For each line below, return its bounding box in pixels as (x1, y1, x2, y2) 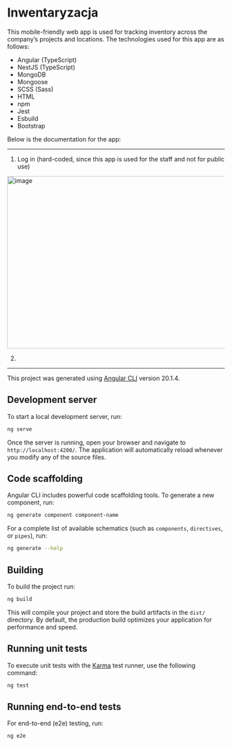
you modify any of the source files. (7, 453, 106, 461)
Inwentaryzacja (7, 5, 99, 21)
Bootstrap (17, 121, 46, 130)
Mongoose (17, 77, 48, 86)
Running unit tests (7, 643, 88, 655)
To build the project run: (7, 582, 76, 591)
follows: (7, 42, 30, 50)
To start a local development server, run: (7, 412, 122, 420)
